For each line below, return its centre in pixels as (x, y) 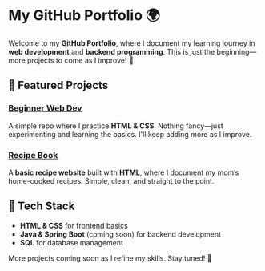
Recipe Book (33, 155)
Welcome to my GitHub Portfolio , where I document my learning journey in (132, 43)
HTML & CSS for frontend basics (74, 225)
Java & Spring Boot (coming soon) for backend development (120, 234)
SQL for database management (72, 242)
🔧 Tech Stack (42, 206)
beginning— (237, 51)
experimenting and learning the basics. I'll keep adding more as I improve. (130, 134)
